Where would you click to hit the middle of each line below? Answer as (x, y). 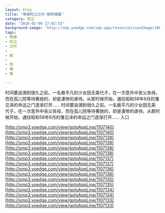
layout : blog (18, 10)
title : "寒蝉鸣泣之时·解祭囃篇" (34, 14)
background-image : (24, 28)
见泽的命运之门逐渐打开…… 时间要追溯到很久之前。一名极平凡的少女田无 (78, 105)
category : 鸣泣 (20, 19)
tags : (11, 32)
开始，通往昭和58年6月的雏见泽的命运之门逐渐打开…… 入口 (69, 117)
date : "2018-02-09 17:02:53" (35, 23)
